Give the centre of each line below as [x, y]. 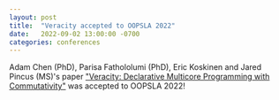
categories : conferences [55, 42]
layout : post [33, 17]
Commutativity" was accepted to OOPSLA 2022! [97, 86]
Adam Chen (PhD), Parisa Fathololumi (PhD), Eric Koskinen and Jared [136, 67]
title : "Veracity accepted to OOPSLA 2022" [92, 26]
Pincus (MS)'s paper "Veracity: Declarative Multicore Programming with [139, 77]
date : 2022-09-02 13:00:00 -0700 [75, 34]
